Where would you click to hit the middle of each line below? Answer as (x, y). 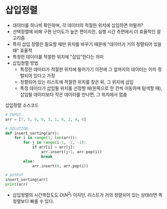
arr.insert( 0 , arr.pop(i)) (60, 166)
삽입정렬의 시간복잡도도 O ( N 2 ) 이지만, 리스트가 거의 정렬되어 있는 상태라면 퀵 (88, 194)
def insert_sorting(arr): (32, 133)
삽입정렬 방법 (25, 63)
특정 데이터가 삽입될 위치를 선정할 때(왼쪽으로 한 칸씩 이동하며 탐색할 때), (91, 88)
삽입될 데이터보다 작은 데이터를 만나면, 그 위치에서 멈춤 (73, 94)
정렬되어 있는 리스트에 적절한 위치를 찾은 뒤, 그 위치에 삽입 (77, 82)
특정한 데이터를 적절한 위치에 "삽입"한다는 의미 (58, 56)
